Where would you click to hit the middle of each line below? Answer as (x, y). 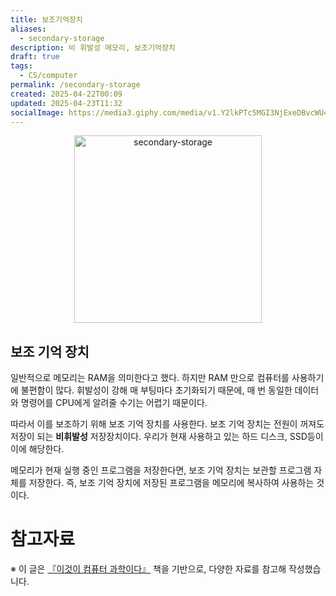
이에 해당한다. (37, 449)
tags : (21, 66)
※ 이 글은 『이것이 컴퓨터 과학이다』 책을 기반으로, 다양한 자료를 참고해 (148, 569)
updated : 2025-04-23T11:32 (66, 103)
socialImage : (37, 112)
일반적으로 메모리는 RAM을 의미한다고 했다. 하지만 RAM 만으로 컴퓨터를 (150, 378)
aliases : (28, 29)
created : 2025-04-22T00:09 (66, 94)
